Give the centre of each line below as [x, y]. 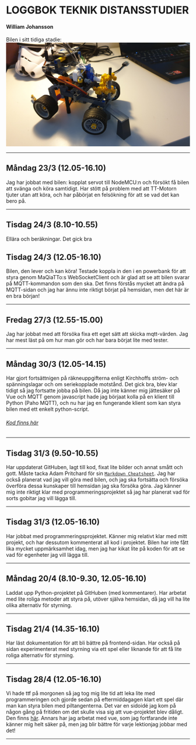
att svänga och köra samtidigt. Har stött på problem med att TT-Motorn [91, 188]
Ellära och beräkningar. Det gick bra [49, 239]
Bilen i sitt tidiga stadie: [34, 40]
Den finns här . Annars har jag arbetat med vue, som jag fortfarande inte [92, 718]
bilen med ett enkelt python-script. [48, 409]
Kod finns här [22, 422]
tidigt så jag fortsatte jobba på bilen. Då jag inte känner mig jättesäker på [93, 390]
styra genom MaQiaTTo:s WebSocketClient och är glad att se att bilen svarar [98, 278]
